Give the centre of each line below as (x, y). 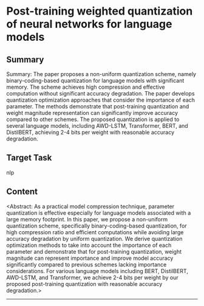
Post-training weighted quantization (100, 11)
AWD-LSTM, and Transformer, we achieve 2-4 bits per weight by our (93, 277)
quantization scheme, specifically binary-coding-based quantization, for (97, 226)
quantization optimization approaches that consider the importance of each (101, 100)
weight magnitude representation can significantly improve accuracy (92, 113)
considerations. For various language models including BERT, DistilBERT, (97, 271)
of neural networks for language (89, 24)
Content (22, 192)
